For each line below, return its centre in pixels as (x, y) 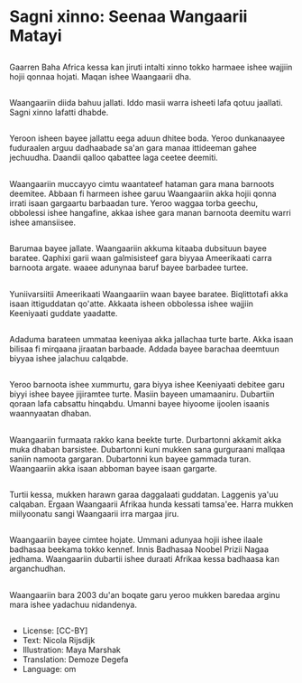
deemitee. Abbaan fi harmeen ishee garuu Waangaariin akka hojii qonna (143, 193)
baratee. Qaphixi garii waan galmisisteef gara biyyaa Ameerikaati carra (141, 258)
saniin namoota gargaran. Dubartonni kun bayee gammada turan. (130, 459)
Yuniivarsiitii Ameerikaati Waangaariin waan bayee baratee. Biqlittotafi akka (149, 294)
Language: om (49, 669)
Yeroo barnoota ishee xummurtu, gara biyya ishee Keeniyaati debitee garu (147, 385)
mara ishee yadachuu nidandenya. (73, 604)
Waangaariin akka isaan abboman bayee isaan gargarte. (114, 468)
